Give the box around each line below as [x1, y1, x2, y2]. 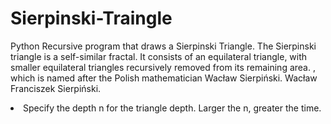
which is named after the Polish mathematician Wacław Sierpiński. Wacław [10, 72, 318, 84]
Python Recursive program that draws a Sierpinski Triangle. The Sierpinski [10, 40, 317, 52]
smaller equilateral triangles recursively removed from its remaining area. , [10, 61, 316, 73]
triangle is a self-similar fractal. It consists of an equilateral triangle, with [10, 50, 308, 62]
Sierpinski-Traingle [10, 7, 173, 30]
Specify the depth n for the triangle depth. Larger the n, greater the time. [23, 102, 322, 114]
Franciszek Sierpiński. [10, 82, 102, 94]
